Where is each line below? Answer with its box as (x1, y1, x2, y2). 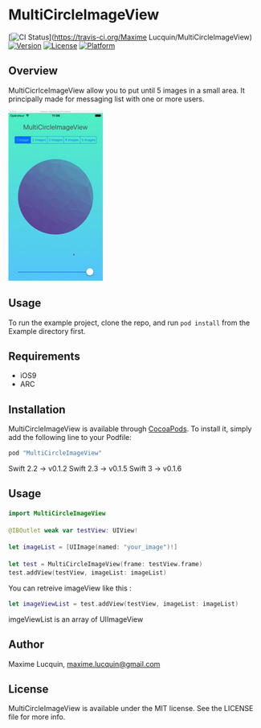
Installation (8, 402, 66, 416)
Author (8, 638, 44, 652)
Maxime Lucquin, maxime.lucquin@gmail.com (8, 659, 161, 668)
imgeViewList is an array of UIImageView (8, 614, 144, 624)
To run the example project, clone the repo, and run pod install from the (8, 318, 251, 327)
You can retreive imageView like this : (8, 583, 133, 593)
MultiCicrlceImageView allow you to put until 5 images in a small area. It (8, 85, 245, 95)
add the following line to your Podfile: (8, 433, 133, 442)
